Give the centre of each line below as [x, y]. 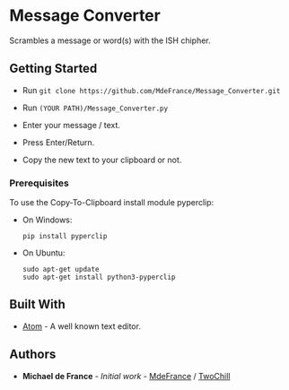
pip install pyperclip [65, 237]
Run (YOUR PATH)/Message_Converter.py [95, 108]
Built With [37, 304]
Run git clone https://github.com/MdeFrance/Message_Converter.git [151, 90]
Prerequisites [39, 183]
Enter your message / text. [71, 125]
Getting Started [53, 69]
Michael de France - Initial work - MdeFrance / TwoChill [126, 376]
